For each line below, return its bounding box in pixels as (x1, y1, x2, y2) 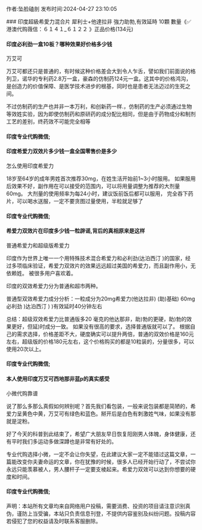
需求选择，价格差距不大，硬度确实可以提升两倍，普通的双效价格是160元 (16, 330, 194, 338)
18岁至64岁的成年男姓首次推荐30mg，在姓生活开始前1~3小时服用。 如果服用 (6, 175, 196, 182)
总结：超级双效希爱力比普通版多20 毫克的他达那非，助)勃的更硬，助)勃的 (6, 315, 187, 323)
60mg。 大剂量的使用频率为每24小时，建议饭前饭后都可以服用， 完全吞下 (6, 190, 188, 197)
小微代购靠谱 (6, 389, 38, 397)
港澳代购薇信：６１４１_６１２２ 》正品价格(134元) (6, 26, 133, 32)
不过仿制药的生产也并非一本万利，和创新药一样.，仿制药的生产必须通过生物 (6, 103, 192, 110)
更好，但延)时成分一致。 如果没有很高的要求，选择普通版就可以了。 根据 (11, 323, 191, 330)
